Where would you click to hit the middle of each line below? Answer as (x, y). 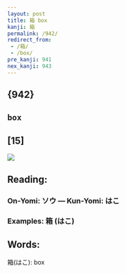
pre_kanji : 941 (30, 60)
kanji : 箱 (21, 27)
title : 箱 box (27, 20)
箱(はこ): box (26, 262)
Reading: (27, 179)
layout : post (26, 14)
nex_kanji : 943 (30, 66)
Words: (24, 245)
